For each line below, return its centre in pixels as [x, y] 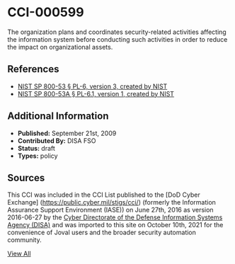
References [33, 69]
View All [19, 254]
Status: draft [36, 148]
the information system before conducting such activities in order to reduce [117, 39]
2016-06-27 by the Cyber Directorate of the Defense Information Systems [115, 217]
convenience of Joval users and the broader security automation [102, 233]
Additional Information [58, 116]
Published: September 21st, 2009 [67, 133]
